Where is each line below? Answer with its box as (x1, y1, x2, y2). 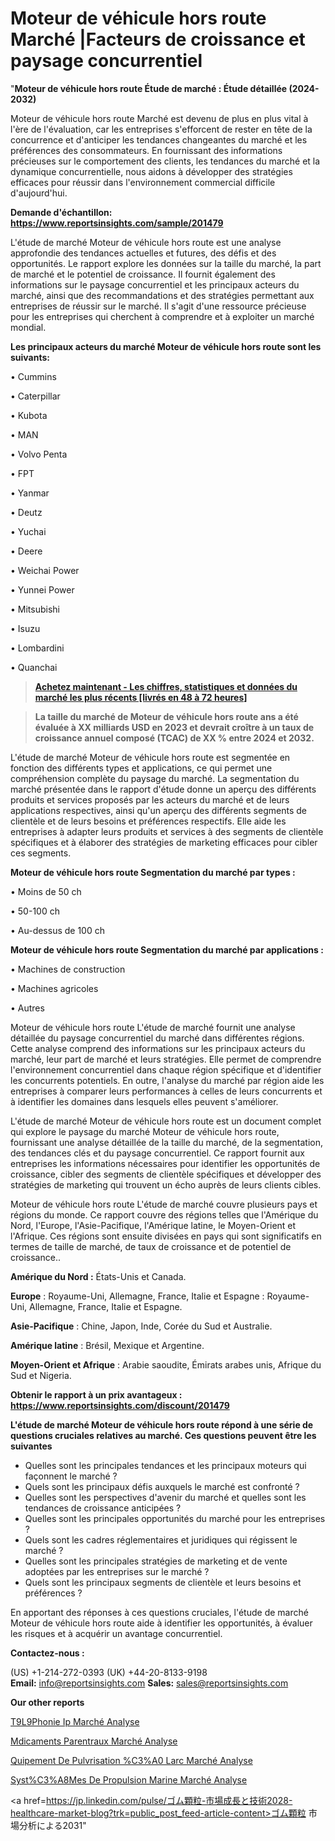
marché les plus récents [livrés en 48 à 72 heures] (34, 691, 248, 703)
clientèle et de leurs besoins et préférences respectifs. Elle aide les (10, 815, 287, 827)
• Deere (10, 545, 43, 557)
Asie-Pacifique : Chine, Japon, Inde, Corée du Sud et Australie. (10, 1320, 273, 1332)
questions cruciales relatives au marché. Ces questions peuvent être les (10, 1429, 317, 1441)
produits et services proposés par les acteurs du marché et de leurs (10, 793, 290, 806)
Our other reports (10, 1696, 85, 1708)
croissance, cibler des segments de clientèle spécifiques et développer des (10, 1168, 322, 1180)
